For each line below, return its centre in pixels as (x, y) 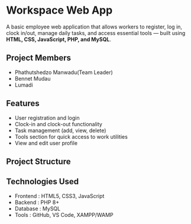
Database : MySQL (38, 209)
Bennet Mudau (33, 78)
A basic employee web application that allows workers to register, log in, (94, 27)
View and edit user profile (46, 143)
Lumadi (24, 85)
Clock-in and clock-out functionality (58, 124)
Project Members (39, 58)
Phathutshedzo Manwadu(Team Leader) (64, 72)
